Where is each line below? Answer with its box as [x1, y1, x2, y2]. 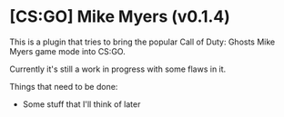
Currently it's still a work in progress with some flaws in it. [9, 63, 227, 74]
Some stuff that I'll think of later [22, 98, 141, 110]
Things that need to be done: [9, 81, 118, 92]
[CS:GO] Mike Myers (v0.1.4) [9, 6, 230, 27]
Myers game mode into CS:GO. [9, 45, 126, 56]
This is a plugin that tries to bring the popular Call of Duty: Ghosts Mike [9, 36, 276, 47]
